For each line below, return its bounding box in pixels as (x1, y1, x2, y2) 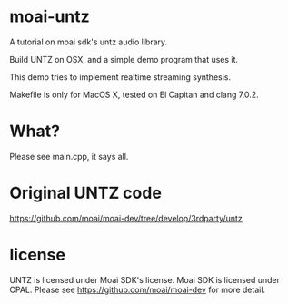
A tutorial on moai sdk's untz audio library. (9, 36, 168, 47)
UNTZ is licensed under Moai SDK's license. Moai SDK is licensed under (9, 274, 280, 285)
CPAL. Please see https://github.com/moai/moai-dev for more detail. (9, 284, 266, 295)
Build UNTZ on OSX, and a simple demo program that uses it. (9, 54, 239, 64)
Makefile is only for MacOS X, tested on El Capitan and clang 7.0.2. (9, 89, 259, 100)
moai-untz (9, 6, 91, 27)
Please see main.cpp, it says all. (9, 151, 129, 162)
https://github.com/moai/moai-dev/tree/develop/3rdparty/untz (9, 212, 243, 223)
